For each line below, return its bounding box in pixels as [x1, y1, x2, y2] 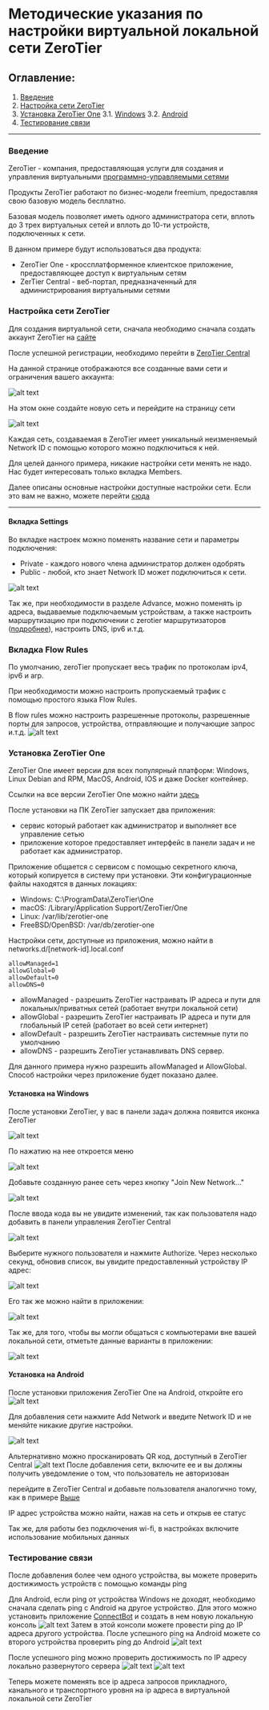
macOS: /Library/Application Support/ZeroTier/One [19, 903, 188, 913]
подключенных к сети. [8, 229, 86, 238]
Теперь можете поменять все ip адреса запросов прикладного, [8, 1677, 227, 1687]
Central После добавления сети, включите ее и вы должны [8, 1460, 243, 1469]
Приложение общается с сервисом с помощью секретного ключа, [8, 862, 238, 872]
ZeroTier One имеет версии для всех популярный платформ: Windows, [8, 766, 250, 776]
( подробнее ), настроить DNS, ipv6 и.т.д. [8, 624, 146, 633]
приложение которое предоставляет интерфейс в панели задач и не [19, 838, 255, 848]
